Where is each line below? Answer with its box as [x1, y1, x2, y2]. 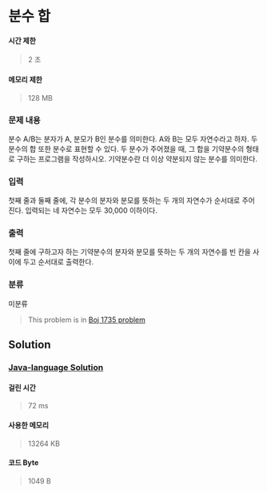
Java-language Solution [8, 362, 104, 373]
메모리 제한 [8, 74, 42, 84]
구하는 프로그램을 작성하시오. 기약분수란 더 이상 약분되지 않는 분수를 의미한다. [16, 153, 258, 164]
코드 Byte [8, 458, 39, 467]
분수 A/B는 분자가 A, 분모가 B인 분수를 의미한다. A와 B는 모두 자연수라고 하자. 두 [8, 133, 258, 144]
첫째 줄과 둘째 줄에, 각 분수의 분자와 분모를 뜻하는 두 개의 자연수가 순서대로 [8, 196, 241, 205]
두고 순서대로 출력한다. [22, 257, 94, 267]
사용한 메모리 [8, 420, 50, 430]
